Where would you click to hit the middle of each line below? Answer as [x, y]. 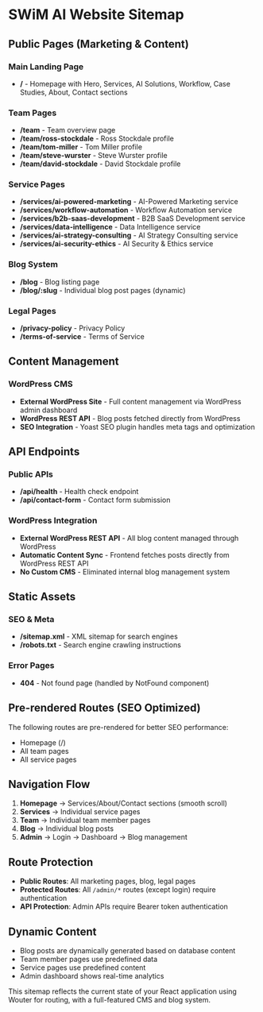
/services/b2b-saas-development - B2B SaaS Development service [132, 218]
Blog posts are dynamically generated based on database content [128, 950]
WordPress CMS [41, 384]
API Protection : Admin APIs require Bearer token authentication [124, 906]
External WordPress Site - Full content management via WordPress [130, 401]
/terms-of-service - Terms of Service [82, 337]
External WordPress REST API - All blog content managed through [129, 538]
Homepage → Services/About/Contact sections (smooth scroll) [124, 803]
